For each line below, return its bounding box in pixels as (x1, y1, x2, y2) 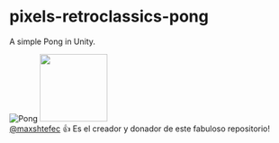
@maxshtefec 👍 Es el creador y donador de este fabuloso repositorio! (9, 123, 271, 134)
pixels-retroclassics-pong (9, 6, 209, 27)
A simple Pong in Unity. (9, 36, 96, 47)
